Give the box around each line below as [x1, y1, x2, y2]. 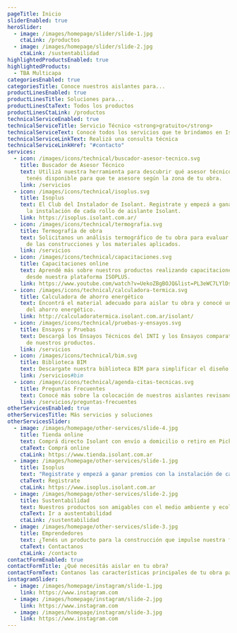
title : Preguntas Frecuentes [20, 385, 106, 393]
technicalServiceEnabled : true [7, 115, 99, 122]
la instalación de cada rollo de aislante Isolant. [25, 208, 181, 215]
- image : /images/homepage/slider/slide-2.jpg [13, 43, 153, 50]
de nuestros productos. [25, 339, 97, 347]
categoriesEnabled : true [7, 76, 80, 83]
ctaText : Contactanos [20, 542, 83, 550]
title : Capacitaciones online [20, 260, 109, 267]
